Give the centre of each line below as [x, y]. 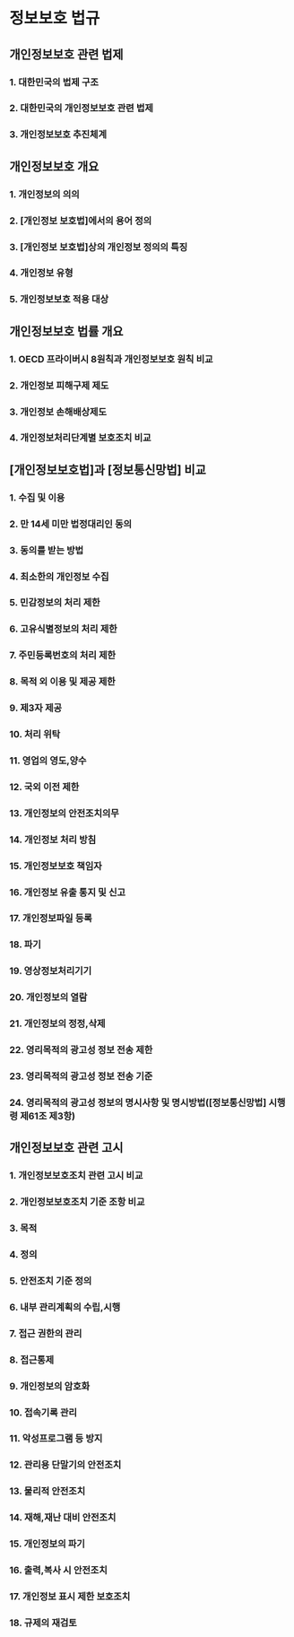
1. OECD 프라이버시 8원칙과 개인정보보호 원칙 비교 [111, 359]
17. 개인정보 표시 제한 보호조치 [70, 1596]
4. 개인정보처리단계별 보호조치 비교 [80, 438]
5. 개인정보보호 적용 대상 [59, 300]
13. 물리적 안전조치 [48, 1492]
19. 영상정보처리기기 [51, 971]
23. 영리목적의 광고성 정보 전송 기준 [81, 1076]
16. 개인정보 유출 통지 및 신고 [68, 892]
